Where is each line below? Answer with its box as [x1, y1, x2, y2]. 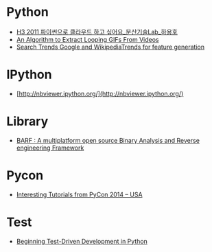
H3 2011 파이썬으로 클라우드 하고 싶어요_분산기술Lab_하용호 [16, 27, 178, 36]
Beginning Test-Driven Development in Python [16, 237, 148, 245]
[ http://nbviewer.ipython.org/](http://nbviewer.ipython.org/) [16, 89, 184, 98]
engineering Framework [16, 144, 84, 152]
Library [6, 114, 49, 129]
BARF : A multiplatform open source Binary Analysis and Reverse [16, 136, 200, 144]
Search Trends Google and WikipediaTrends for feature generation [16, 43, 205, 51]
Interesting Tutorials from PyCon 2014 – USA [16, 190, 143, 198]
